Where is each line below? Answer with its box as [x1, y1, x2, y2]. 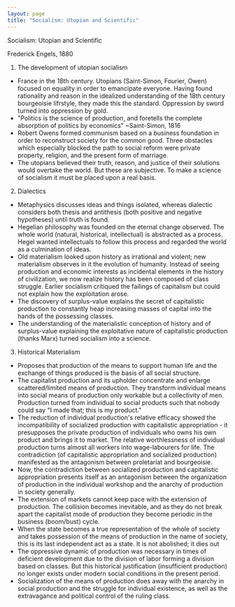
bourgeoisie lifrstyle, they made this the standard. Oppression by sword [17, 99, 225, 107]
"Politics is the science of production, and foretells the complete [17, 113, 203, 122]
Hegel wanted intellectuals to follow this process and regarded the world [17, 237, 227, 245]
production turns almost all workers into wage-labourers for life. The [17, 443, 215, 451]
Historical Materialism [17, 348, 80, 356]
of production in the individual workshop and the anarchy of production [17, 480, 224, 488]
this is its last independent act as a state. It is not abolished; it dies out [17, 539, 220, 548]
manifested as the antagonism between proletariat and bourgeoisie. [17, 457, 213, 466]
